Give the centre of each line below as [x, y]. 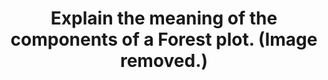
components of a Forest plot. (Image [164, 39]
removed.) [164, 61]
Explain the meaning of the [164, 18]
